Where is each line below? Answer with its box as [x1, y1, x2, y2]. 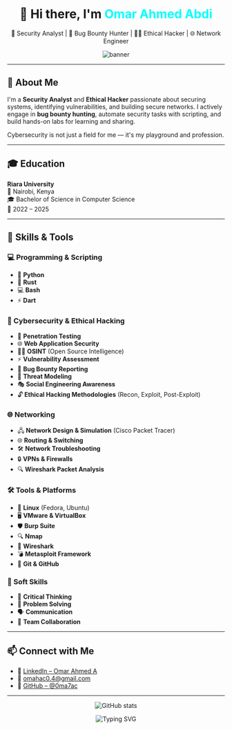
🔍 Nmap [17, 532, 43, 541]
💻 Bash [17, 286, 41, 294]
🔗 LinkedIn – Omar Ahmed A [17, 667, 98, 675]
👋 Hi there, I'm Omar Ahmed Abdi [19, 6, 213, 22]
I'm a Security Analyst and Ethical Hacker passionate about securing [7, 95, 206, 103]
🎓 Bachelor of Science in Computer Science [7, 195, 135, 203]
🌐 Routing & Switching [17, 436, 84, 444]
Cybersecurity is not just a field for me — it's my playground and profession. [7, 131, 224, 139]
